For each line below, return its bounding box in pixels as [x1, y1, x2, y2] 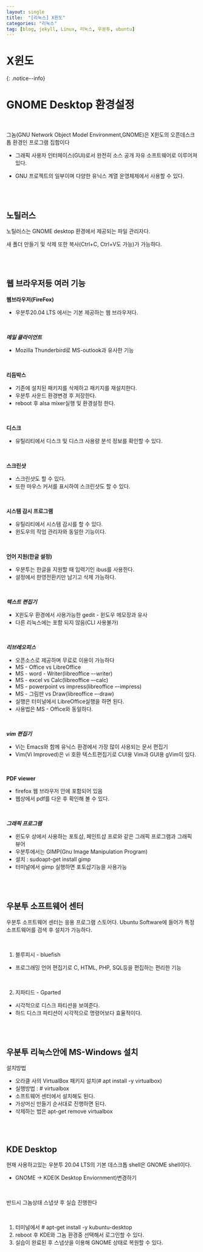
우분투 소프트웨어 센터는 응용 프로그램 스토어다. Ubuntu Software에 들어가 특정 [6, 918, 195, 926]
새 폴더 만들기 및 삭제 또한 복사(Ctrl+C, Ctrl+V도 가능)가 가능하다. [6, 240, 162, 248]
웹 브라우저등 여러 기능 [6, 278, 86, 289]
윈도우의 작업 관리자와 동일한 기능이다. [15, 528, 106, 535]
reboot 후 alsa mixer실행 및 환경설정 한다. [15, 399, 115, 406]
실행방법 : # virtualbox [15, 1085, 70, 1092]
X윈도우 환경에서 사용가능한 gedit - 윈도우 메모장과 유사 [15, 611, 148, 618]
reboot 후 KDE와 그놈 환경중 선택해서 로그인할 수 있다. [15, 1231, 145, 1239]
